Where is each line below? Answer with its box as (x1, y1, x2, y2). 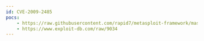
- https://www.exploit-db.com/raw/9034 (16, 25, 118, 32)
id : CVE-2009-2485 (5, 8, 52, 15)
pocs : (5, 14, 19, 20)
